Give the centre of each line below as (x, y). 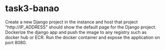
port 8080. (16, 42)
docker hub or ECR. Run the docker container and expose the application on (82, 37)
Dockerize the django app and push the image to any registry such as (76, 32)
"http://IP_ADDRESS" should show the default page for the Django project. (81, 27)
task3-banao (32, 8)
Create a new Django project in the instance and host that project (72, 22)
